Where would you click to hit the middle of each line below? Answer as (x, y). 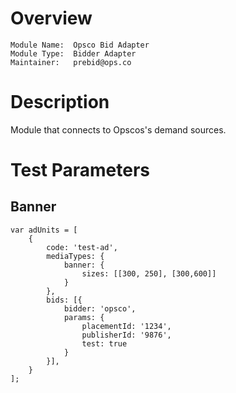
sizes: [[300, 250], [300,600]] (149, 273)
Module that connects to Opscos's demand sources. (118, 129)
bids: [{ (64, 300)
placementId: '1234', (126, 326)
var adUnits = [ (44, 230)
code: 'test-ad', (82, 247)
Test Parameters (80, 170)
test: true (104, 343)
